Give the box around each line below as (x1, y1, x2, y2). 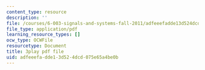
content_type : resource (6, 9, 67, 15)
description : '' (6, 15, 48, 21)
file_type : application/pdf (6, 26, 78, 32)
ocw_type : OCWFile (6, 37, 53, 43)
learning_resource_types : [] (6, 32, 81, 38)
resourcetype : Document (6, 43, 67, 49)
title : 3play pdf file (6, 49, 64, 55)
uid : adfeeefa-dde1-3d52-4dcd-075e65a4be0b (6, 54, 119, 60)
